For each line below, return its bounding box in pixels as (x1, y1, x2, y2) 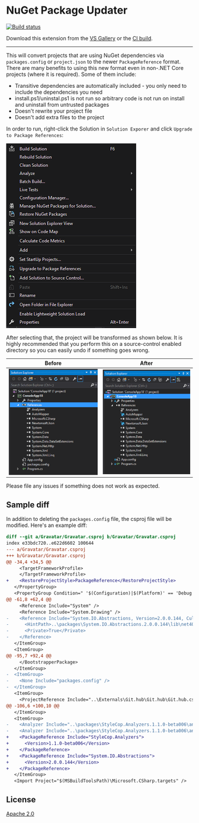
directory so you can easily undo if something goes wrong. (6, 347, 150, 354)
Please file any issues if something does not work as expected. (6, 482, 160, 490)
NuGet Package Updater (6, 4, 128, 17)
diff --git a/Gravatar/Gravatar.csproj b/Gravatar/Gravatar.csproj (6, 534, 176, 540)
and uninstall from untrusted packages (14, 101, 110, 108)
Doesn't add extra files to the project (14, 113, 105, 120)
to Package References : (6, 131, 64, 138)
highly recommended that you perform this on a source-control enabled (6, 340, 182, 347)
